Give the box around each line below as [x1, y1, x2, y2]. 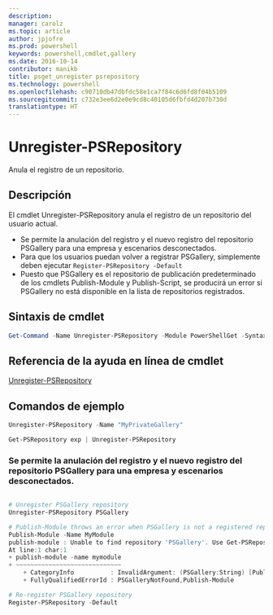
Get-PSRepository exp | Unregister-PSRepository [8, 436, 176, 444]
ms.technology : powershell [8, 80, 100, 88]
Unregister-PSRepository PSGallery [8, 508, 129, 517]
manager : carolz [8, 20, 63, 28]
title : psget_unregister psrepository [8, 72, 140, 81]
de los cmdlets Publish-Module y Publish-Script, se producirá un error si [19, 278, 262, 288]
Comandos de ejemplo [8, 399, 125, 413]
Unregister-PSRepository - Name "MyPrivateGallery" [8, 421, 184, 429]
